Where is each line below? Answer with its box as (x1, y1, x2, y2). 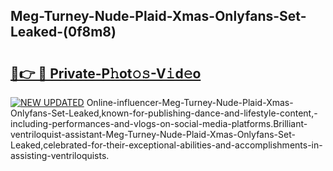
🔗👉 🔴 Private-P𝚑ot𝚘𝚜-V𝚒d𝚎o (10, 65, 202, 82)
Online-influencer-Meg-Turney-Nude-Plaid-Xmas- (86, 97, 294, 108)
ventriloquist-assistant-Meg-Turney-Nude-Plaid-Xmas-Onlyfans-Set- (10, 129, 296, 140)
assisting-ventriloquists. (10, 150, 110, 161)
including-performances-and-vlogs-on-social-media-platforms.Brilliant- (10, 118, 308, 129)
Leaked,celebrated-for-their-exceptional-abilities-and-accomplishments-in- (10, 139, 323, 151)
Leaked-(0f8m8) (10, 24, 117, 41)
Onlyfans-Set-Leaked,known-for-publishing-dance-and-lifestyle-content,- (10, 107, 318, 119)
